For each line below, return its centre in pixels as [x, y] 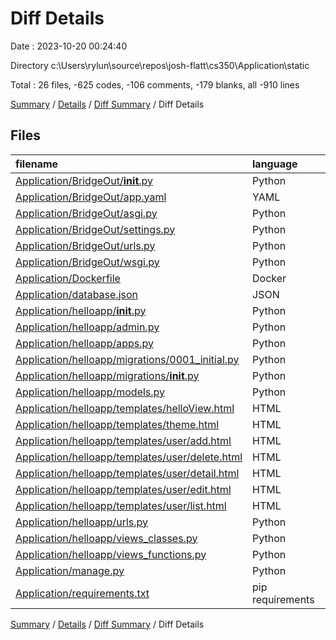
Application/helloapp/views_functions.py [111, 554]
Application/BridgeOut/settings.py [95, 229]
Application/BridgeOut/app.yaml [91, 197]
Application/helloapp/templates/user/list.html [121, 505]
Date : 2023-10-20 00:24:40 [69, 46]
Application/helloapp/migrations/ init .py [107, 375]
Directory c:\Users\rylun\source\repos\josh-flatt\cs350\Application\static [160, 65]
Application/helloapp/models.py [90, 392]
